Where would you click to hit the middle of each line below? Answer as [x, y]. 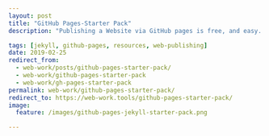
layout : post [30, 16]
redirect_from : [34, 60]
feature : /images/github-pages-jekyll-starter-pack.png [111, 113]
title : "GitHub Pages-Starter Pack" [70, 23]
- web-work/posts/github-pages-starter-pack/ [94, 68]
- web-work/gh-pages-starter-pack [74, 82]
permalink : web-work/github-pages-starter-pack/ [92, 90]
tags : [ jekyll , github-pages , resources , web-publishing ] [108, 45]
